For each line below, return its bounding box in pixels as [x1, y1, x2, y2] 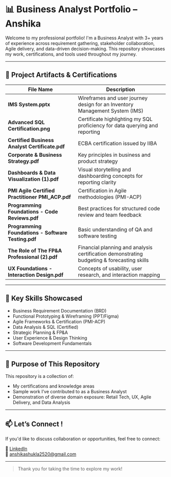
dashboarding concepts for [78, 172, 143, 179]
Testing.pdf [8, 235, 37, 243]
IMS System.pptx [8, 101, 50, 108]
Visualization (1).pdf [8, 175, 59, 182]
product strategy [78, 157, 118, 164]
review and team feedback [78, 211, 141, 218]
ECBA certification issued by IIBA [78, 139, 157, 147]
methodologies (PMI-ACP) [78, 193, 142, 200]
